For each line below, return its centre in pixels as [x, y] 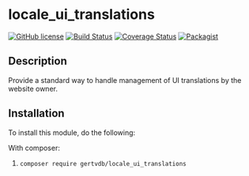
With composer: [34, 148]
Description [38, 61]
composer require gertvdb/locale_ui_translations [103, 163]
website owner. [33, 88]
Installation [36, 113]
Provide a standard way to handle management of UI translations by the [125, 80]
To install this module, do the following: [72, 133]
